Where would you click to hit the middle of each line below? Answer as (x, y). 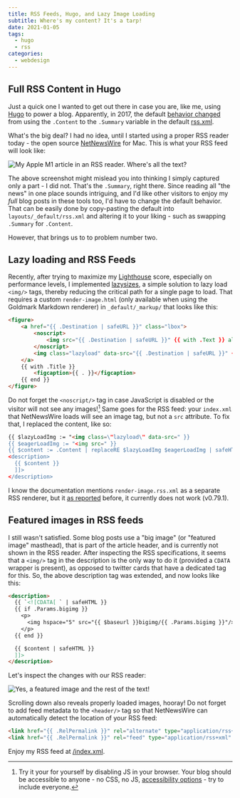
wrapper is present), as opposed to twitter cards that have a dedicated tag (117, 568)
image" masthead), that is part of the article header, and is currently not (113, 545)
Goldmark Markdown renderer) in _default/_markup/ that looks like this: (113, 307)
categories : (26, 54)
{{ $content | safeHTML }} (54, 648)
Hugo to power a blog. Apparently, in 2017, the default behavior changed (114, 114)
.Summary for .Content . (41, 223)
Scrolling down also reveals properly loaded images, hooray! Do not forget (117, 703)
